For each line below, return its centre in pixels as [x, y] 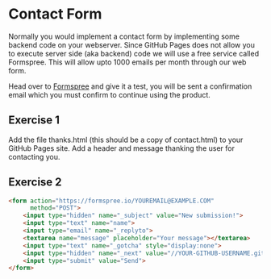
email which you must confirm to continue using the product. [110, 94]
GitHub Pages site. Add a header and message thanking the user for [122, 148]
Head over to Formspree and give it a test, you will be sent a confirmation [130, 86]
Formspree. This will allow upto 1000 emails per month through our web [127, 62]
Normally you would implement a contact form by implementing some [124, 36]
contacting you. [34, 156]
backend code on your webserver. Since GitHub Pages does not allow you [132, 44]
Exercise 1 [34, 121]
